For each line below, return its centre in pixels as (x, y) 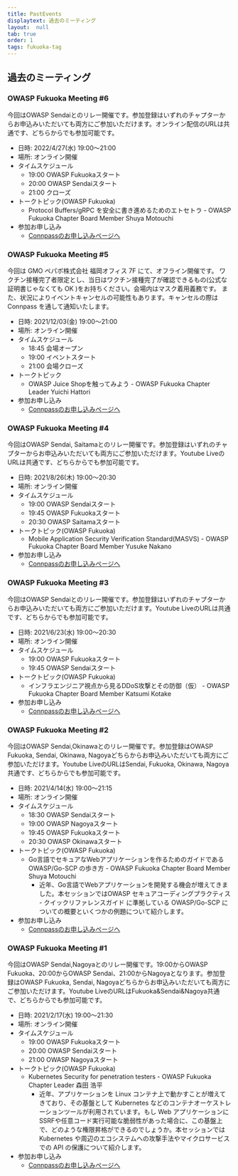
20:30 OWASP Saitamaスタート (74, 522)
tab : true (22, 34)
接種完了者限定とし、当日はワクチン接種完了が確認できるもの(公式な (126, 279)
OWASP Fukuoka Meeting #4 (58, 428)
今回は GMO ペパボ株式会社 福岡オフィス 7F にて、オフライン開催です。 (113, 271)
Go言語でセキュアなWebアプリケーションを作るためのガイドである (126, 859)
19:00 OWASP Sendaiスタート (72, 504)
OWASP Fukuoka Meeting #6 (58, 98)
